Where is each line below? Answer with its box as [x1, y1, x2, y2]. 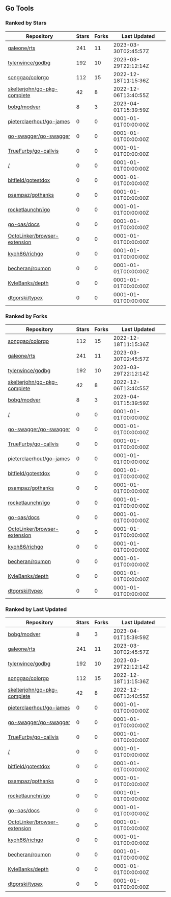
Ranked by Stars [5, 19, 47, 27]
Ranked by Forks [5, 313, 47, 320]
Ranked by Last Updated [5, 605, 67, 612]
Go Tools [5, 4, 34, 13]
